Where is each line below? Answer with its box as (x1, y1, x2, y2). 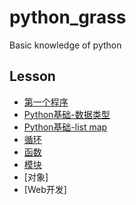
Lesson (9, 68, 56, 85)
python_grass (9, 6, 127, 29)
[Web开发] (23, 183, 67, 195)
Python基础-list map (23, 121, 108, 133)
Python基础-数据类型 (23, 108, 111, 120)
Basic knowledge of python (9, 39, 122, 51)
